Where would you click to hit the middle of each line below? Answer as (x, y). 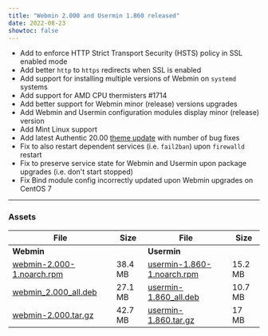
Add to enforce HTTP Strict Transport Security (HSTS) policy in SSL (131, 53)
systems (33, 87)
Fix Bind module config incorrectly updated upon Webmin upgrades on (136, 180)
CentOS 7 (35, 189)
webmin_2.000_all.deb (55, 292)
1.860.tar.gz (171, 320)
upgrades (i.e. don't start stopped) (77, 172)
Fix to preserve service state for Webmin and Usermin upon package (133, 164)
